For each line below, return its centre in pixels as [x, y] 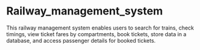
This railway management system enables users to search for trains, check [100, 28]
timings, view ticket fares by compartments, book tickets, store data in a [96, 34]
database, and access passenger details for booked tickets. [81, 40]
